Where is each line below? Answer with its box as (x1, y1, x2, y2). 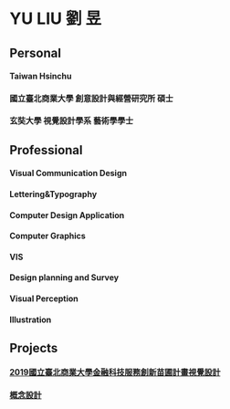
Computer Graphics (9, 230, 87, 242)
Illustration (9, 314, 52, 325)
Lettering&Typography (9, 188, 98, 199)
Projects (9, 340, 58, 356)
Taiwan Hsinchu (9, 70, 72, 82)
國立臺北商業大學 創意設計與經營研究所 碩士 (9, 92, 173, 103)
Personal (9, 45, 62, 60)
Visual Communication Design (9, 168, 128, 179)
